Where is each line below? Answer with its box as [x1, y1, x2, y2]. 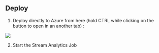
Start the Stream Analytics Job [12, 42, 77, 48]
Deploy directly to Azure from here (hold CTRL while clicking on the [12, 17, 154, 23]
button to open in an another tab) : [12, 23, 85, 29]
